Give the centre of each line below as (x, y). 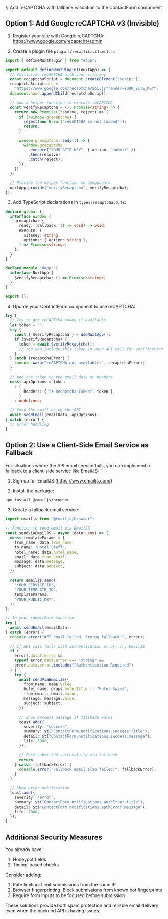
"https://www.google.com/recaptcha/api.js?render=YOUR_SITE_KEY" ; (87, 89)
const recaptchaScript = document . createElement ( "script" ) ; (75, 79)
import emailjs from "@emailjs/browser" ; (50, 519)
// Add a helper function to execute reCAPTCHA (62, 102)
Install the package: (33, 491)
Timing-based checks (36, 865)
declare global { (24, 212)
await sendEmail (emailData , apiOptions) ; (55, 415)
